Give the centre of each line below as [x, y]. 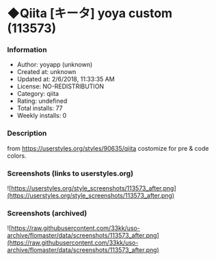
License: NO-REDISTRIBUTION [60, 86]
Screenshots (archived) [47, 213]
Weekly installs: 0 [42, 116]
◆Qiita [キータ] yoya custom [90, 13]
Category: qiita [38, 94]
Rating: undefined [42, 101]
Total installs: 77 [40, 108]
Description [27, 134]
